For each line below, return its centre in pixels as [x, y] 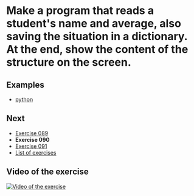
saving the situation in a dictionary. [97, 37]
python [24, 99]
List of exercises [36, 152]
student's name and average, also [94, 23]
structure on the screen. [69, 62]
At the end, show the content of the [97, 50]
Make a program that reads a [80, 11]
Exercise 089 [32, 133]
